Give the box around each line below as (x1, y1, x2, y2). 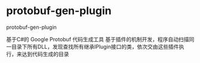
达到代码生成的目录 (21, 50, 69, 57)
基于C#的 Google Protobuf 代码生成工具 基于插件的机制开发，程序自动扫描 (6, 35, 189, 42)
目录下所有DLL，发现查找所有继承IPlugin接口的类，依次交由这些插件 (11, 43, 179, 50)
